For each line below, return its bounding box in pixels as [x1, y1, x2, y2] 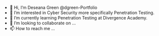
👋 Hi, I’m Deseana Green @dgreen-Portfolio [9, 5, 98, 10]
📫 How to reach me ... [9, 26, 55, 31]
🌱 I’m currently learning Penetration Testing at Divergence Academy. [9, 15, 148, 20]
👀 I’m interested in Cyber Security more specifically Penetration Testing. [9, 10, 155, 16]
